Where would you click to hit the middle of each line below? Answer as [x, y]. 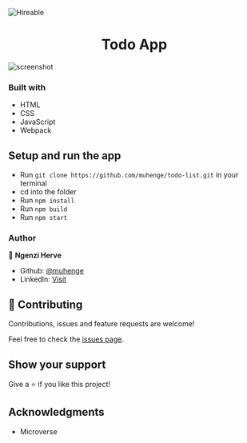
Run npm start [44, 218]
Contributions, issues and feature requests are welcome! [102, 324]
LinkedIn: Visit [43, 279]
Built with [27, 87]
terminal [34, 183]
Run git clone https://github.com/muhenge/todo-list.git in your [129, 175]
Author [22, 237]
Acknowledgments [57, 412]
